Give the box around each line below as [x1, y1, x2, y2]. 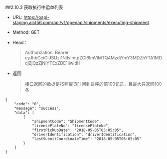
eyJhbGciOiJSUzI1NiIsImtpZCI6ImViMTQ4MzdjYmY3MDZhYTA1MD [24, 55, 162, 61]
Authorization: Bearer [24, 49, 69, 55]
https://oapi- [23, 14, 50, 20]
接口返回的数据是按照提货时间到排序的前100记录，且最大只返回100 [24, 81, 162, 87]
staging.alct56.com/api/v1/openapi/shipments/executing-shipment [12, 19, 150, 25]
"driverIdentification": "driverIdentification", [31, 132, 137, 137]
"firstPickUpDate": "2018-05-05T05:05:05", [31, 128, 124, 133]
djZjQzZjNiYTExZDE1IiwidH [24, 60, 81, 66]
